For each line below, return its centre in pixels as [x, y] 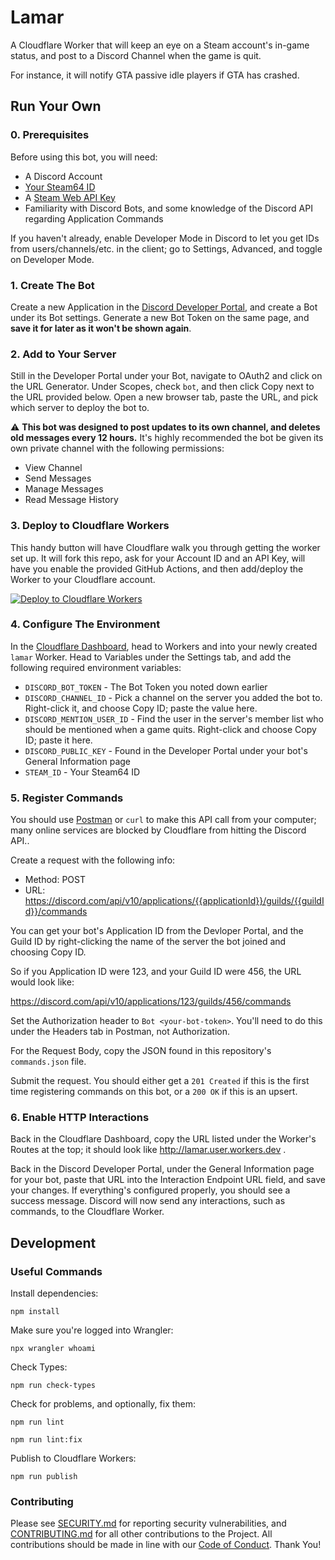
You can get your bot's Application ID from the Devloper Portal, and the [157, 931]
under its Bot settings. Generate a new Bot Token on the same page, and [160, 317]
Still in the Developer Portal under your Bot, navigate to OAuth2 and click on [166, 376]
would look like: [42, 982]
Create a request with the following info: [93, 860]
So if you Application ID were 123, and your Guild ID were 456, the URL [156, 972]
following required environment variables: [96, 667]
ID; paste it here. [58, 740]
